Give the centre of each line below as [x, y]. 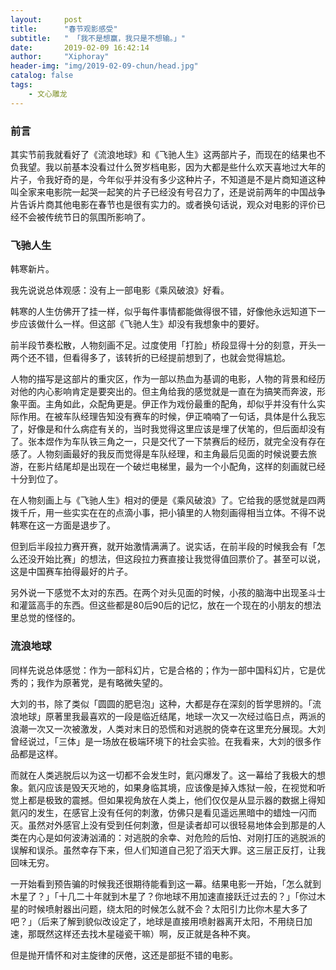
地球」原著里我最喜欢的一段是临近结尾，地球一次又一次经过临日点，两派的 [172, 716]
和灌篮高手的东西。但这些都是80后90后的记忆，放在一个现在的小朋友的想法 [166, 605]
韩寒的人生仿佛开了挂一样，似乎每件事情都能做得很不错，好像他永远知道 [159, 312]
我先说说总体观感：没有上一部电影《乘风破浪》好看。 [120, 290]
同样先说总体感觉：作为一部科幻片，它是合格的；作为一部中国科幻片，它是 [163, 670]
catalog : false [42, 76]
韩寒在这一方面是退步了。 [63, 525]
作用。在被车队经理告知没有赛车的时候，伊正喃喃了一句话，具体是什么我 [167, 417]
